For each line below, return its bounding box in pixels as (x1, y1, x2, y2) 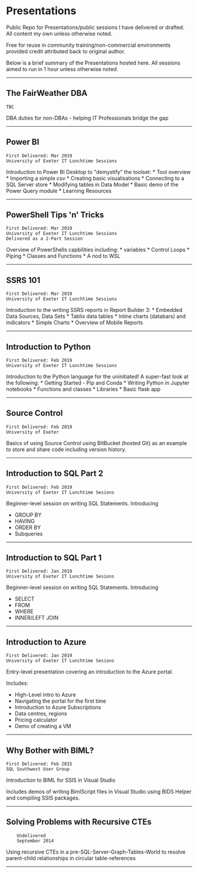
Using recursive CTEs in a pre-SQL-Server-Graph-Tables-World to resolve (6, 848, 186, 855)
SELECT (14, 595, 35, 603)
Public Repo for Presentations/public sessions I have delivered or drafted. (6, 24, 184, 31)
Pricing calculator (14, 716, 58, 723)
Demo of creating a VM (14, 723, 72, 730)
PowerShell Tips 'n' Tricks (6, 210, 104, 220)
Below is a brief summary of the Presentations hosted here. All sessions (6, 59, 181, 66)
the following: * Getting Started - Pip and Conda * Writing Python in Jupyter (6, 379, 190, 386)
